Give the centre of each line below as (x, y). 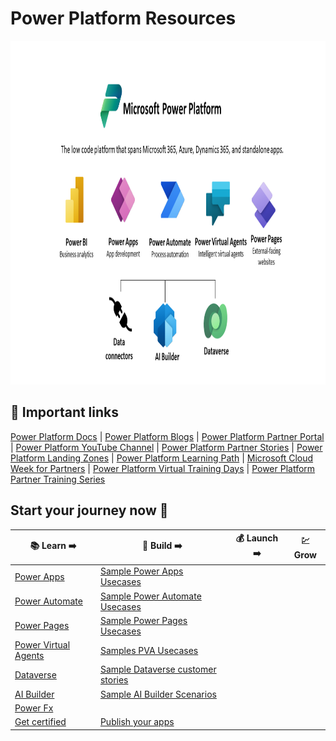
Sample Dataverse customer (158, 669)
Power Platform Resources (123, 18)
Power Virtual (42, 645)
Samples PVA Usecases (149, 650)
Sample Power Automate (150, 596)
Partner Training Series (58, 479)
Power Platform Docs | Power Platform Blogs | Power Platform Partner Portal (167, 436)
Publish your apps (137, 722)
